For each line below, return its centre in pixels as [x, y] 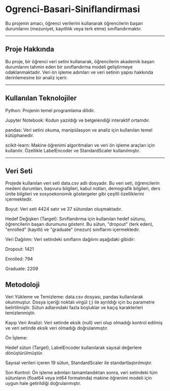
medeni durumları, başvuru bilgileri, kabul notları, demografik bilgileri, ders [83, 188]
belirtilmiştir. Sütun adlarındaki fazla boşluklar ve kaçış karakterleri [74, 308]
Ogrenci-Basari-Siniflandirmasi [73, 9]
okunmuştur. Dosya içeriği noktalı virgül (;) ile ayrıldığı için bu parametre [80, 302]
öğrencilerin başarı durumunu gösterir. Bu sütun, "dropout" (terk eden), [79, 224]
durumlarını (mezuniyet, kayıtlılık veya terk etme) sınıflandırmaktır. [74, 28]
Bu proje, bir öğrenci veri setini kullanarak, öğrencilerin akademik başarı [80, 61]
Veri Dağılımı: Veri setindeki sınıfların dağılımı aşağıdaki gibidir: [70, 239]
